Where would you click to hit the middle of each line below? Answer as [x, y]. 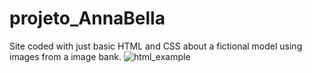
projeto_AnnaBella [87, 18]
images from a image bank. [65, 56]
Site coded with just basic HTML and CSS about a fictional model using [156, 46]
